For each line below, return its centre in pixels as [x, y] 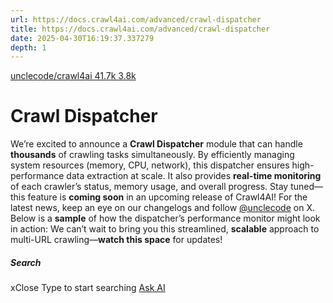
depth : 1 [28, 47]
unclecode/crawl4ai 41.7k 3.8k [73, 76]
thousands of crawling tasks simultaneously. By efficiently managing [152, 155]
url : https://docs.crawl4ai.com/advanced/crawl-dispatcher [136, 19]
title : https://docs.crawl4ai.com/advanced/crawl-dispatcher [140, 29]
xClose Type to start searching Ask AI [88, 288]
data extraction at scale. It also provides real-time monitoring [194, 176]
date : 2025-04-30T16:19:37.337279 [82, 38]
